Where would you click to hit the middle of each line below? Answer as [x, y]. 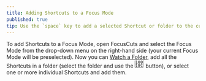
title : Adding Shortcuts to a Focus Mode [60, 13]
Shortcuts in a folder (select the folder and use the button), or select [97, 66]
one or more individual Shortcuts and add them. [67, 72]
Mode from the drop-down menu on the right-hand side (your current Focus [102, 51]
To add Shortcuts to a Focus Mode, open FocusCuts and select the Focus [99, 44]
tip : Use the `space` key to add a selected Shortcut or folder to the [100, 26]
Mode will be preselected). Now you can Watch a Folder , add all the [92, 57]
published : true [27, 19]
